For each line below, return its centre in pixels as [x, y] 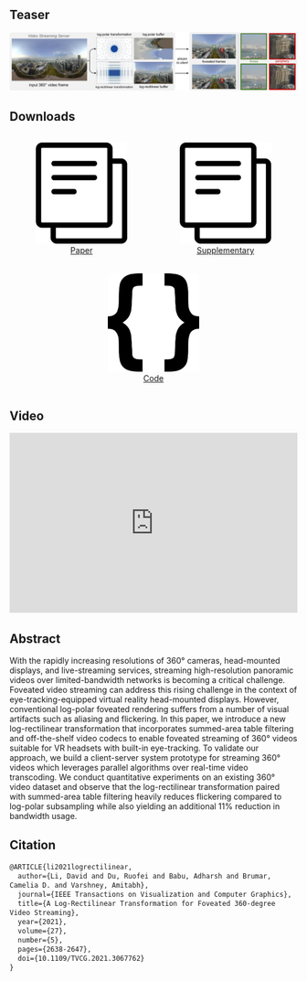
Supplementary [225, 251]
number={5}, [41, 940]
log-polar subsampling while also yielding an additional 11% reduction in [145, 806]
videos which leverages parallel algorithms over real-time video [129, 768]
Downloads [42, 117]
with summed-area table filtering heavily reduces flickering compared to [146, 797]
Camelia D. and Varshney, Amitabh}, [79, 885]
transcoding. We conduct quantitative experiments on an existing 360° [143, 777]
